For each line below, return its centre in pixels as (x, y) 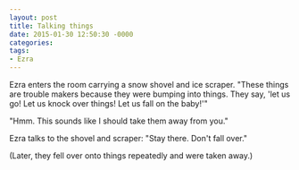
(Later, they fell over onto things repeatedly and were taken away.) (131, 156)
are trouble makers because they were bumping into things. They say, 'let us (150, 94)
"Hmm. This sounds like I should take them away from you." (119, 121)
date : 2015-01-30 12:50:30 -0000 (71, 34)
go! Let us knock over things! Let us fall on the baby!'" (108, 103)
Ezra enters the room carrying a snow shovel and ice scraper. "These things (149, 85)
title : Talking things (51, 26)
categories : (31, 42)
